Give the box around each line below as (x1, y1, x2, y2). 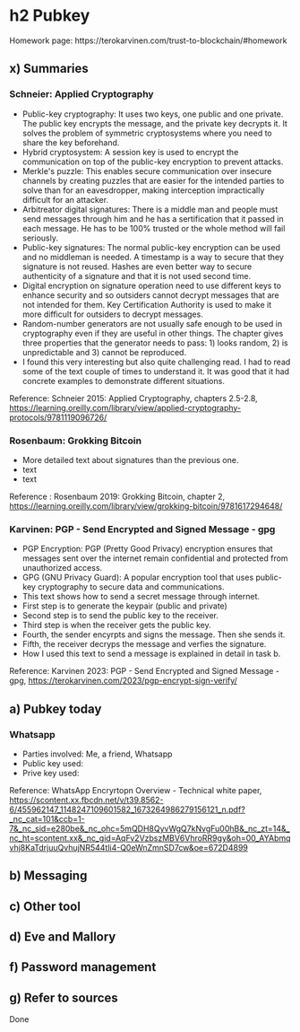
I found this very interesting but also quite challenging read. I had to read (21, 356, 291, 367)
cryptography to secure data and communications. (37, 582, 225, 592)
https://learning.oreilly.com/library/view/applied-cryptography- (9, 402, 242, 413)
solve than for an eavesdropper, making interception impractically (21, 185, 265, 196)
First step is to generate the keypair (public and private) (21, 600, 228, 611)
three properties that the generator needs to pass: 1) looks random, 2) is (21, 337, 288, 348)
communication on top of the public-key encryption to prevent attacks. (21, 156, 284, 167)
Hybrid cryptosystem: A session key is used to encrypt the (21, 146, 239, 157)
